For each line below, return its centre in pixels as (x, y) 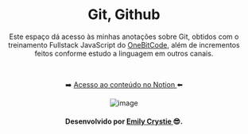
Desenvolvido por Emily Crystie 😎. (124, 121)
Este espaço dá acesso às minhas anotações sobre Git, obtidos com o (124, 36)
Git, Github (124, 15)
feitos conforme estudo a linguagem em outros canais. (124, 53)
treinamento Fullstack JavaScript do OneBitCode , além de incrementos (124, 44)
